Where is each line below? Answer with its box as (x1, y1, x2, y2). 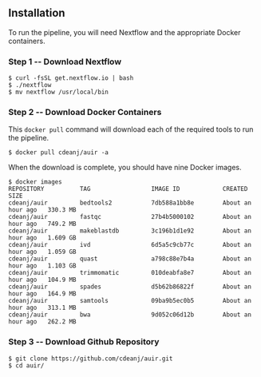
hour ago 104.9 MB (8, 276, 77, 284)
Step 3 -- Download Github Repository (8, 336, 160, 347)
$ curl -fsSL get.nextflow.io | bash (8, 74, 134, 82)
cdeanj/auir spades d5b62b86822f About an (8, 283, 251, 291)
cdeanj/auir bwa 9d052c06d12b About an (8, 311, 251, 319)
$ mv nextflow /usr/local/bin (8, 88, 109, 97)
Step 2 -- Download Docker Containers (8, 107, 162, 118)
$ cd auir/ (8, 361, 45, 370)
